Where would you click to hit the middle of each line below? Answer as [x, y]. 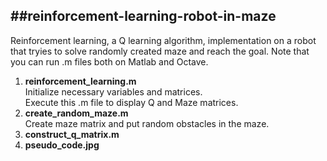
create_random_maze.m [76, 113]
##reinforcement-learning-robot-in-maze [143, 16]
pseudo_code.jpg [62, 145]
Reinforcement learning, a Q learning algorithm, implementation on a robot [163, 40]
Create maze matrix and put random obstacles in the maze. [147, 123]
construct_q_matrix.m [72, 134]
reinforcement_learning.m [80, 81]
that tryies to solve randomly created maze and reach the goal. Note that [160, 51]
